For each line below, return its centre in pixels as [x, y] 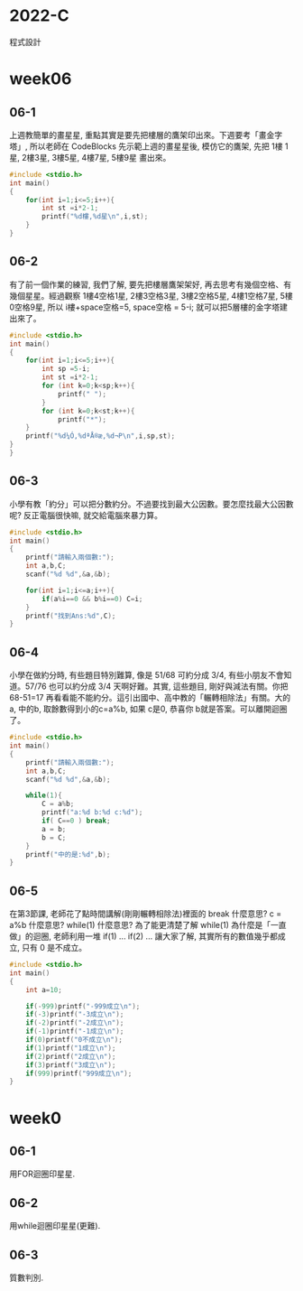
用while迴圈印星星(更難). [55, 1226]
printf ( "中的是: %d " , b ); [68, 854]
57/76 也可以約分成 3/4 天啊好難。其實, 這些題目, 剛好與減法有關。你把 [156, 686]
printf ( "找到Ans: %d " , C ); [71, 616]
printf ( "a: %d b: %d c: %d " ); [92, 813]
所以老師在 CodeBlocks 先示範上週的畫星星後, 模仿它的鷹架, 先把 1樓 [156, 146]
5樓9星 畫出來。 [141, 157]
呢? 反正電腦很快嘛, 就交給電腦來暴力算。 [86, 515]
